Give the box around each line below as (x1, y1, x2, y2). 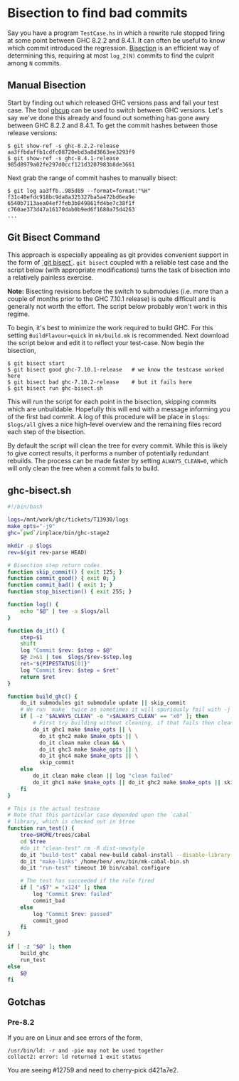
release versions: (7, 128, 58, 137)
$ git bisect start (7, 359, 65, 367)
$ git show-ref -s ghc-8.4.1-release (7, 154, 119, 162)
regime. (7, 310, 30, 318)
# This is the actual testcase (7, 805, 100, 812)
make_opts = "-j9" (7, 523, 55, 530)
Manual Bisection (7, 80, 87, 92)
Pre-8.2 (7, 1017, 35, 1027)
